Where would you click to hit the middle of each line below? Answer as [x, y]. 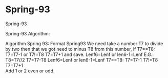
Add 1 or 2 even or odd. [30, 71]
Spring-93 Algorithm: [28, 33]
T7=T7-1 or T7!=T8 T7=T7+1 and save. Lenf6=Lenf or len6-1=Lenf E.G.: [80, 54]
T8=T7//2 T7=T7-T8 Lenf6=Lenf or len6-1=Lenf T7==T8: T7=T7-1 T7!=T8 [82, 60]
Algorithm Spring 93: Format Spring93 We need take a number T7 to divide [84, 43]
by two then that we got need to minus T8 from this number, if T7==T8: [80, 49]
